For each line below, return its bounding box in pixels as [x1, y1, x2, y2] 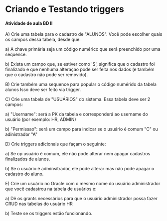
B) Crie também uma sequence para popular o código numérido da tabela [5, 81, 157, 88]
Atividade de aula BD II [5, 20, 53, 26]
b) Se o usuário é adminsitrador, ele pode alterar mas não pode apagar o [5, 166, 155, 172]
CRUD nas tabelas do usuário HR [5, 201, 73, 207]
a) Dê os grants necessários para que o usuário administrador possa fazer [5, 196, 158, 202]
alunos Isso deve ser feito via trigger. [5, 87, 81, 93]
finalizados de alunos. [5, 156, 50, 162]
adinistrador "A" [5, 131, 38, 137]
